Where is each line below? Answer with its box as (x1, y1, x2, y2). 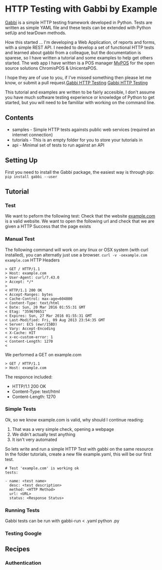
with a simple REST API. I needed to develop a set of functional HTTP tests (5, 44, 154, 50)
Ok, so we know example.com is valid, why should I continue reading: (5, 417, 144, 423)
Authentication (5, 560, 41, 567)
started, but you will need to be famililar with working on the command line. (5, 99, 155, 105)
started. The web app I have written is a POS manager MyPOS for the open (5, 60, 155, 66)
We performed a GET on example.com (5, 351, 81, 357)
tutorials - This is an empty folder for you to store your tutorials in (12, 137, 143, 143)
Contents (5, 113, 34, 122)
